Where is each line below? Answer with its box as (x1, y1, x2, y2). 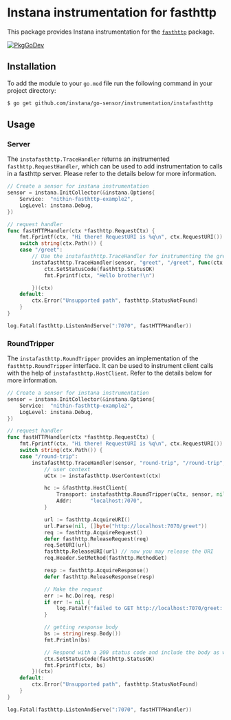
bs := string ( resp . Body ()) (43, 631, 122, 637)
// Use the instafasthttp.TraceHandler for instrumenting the (32, 253, 214, 260)
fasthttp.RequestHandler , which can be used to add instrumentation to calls (7, 162, 223, 171)
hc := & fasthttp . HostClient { (43, 485, 128, 492)
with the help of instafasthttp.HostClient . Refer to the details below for (7, 369, 212, 378)
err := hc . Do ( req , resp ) (43, 592, 115, 599)
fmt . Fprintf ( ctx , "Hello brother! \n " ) (43, 272, 155, 279)
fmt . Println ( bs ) (43, 636, 91, 644)
